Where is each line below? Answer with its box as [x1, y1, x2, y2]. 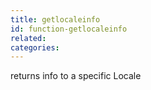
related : [10, 33, 47, 43]
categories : [10, 42, 60, 53]
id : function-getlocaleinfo [10, 24, 128, 34]
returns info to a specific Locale [10, 70, 142, 82]
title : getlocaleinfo [10, 14, 101, 25]
